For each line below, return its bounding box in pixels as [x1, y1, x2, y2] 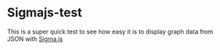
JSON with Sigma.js [7, 34, 63, 42]
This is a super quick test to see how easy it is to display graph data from [7, 27, 214, 36]
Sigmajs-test [7, 5, 82, 21]
